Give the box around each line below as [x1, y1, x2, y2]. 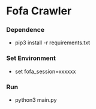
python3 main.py [14, 96, 57, 104]
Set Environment [6, 54, 56, 62]
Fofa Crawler [6, 4, 72, 18]
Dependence [6, 26, 45, 34]
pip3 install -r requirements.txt [14, 39, 91, 46]
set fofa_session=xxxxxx [14, 68, 76, 75]
